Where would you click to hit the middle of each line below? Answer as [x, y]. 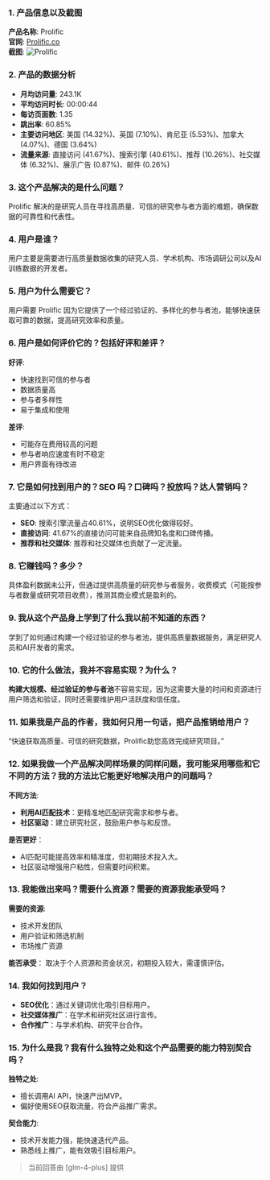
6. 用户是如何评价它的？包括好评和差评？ [87, 343]
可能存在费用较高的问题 [59, 444]
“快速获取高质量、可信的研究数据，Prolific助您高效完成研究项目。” [117, 741]
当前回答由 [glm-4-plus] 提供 [76, 1168]
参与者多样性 [41, 400]
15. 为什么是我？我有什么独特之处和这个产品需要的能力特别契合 [130, 1048]
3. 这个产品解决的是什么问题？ [67, 187]
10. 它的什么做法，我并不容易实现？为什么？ [93, 670]
